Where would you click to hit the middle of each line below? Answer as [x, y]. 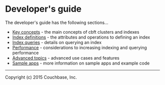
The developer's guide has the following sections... [57, 22]
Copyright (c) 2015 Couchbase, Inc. [41, 77]
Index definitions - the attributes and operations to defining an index [81, 37]
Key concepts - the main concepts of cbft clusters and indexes [76, 32]
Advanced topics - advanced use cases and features [66, 58]
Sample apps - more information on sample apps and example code [81, 63]
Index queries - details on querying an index [57, 42]
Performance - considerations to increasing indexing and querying [80, 47]
